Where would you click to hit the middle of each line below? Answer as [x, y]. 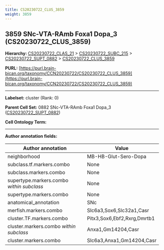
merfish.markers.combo [35, 210]
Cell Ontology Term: [26, 122]
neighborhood [24, 156]
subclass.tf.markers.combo [39, 165]
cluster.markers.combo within [41, 226]
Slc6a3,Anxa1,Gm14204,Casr [122, 241]
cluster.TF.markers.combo [38, 219]
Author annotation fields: [31, 136]
